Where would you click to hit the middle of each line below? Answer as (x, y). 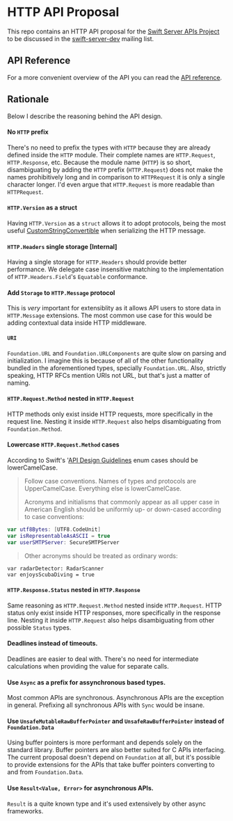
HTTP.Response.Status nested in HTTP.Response (74, 590)
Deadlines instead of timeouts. (53, 644)
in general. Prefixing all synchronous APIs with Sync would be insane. (106, 705)
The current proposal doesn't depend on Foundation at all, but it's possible (114, 757)
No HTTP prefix (28, 132)
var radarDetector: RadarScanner (56, 568)
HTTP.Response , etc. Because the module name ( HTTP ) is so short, (100, 162)
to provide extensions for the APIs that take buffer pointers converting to (111, 765)
